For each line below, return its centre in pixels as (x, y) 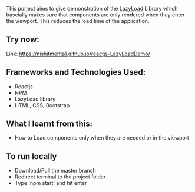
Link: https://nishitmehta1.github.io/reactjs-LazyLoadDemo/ (78, 54)
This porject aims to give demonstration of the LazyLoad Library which (92, 9)
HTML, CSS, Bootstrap (42, 105)
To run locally (32, 156)
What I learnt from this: (49, 124)
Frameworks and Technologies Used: (76, 72)
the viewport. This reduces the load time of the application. (78, 21)
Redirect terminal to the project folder (60, 177)
